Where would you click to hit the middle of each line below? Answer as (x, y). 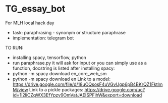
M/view (20, 89)
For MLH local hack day (30, 23)
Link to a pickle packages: (57, 89)
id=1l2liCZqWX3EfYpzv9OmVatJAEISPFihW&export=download (77, 95)
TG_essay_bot (35, 9)
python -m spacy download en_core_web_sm (60, 73)
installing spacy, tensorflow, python (49, 57)
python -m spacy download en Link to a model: (62, 79)
